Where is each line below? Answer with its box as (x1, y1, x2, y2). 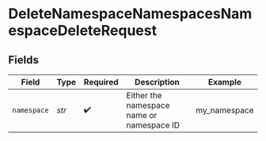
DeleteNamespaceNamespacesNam (8, 5, 253, 23)
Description (134, 77, 180, 87)
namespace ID (126, 120, 180, 131)
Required (83, 77, 119, 87)
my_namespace (196, 105, 254, 116)
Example (208, 77, 241, 87)
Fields (8, 53, 40, 67)
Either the (126, 90, 162, 101)
